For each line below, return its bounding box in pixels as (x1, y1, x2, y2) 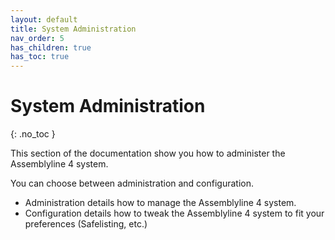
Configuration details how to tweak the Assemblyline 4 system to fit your (24, 207, 325, 220)
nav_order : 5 (10, 33, 65, 43)
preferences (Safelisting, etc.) (24, 218, 148, 230)
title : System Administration (10, 24, 137, 34)
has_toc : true (10, 52, 70, 62)
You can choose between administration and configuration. (10, 177, 255, 190)
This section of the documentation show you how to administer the (10, 147, 286, 160)
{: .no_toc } (10, 128, 56, 140)
